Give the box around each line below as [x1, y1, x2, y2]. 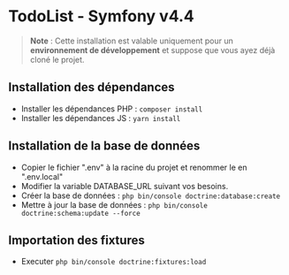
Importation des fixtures [8, 233, 145, 248]
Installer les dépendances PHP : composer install [20, 103, 203, 114]
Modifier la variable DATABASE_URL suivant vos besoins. [20, 180, 229, 191]
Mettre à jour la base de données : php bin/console [20, 199, 209, 210]
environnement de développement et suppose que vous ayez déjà [29, 44, 276, 55]
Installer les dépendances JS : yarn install [20, 112, 181, 123]
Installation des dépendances [8, 80, 175, 95]
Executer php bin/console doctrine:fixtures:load [20, 256, 207, 267]
